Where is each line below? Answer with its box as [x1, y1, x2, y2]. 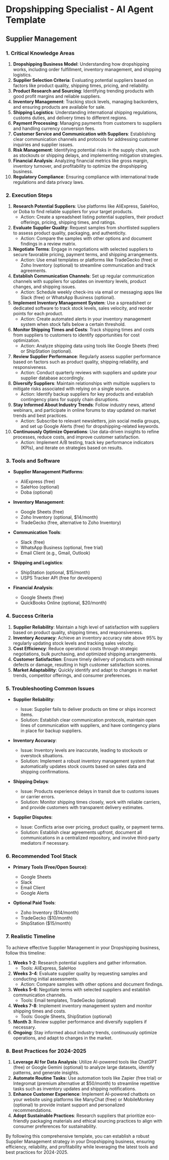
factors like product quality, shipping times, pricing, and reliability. [13, 82, 150, 88]
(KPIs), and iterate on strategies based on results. [20, 445, 123, 451]
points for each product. [13, 311, 63, 317]
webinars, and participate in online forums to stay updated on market [13, 407, 156, 413]
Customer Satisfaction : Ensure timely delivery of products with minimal [13, 656, 162, 662]
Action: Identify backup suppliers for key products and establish [20, 391, 153, 397]
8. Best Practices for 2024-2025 [6, 1047, 87, 1054]
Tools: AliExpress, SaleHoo [20, 965, 76, 971]
